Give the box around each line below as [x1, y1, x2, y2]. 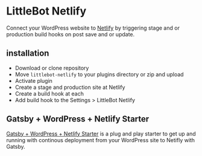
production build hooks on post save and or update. [6, 30, 135, 37]
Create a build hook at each [14, 89, 84, 97]
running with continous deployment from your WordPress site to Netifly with [6, 136, 195, 143]
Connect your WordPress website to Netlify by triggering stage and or [6, 24, 180, 31]
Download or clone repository [14, 64, 89, 71]
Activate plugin [14, 77, 53, 84]
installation [6, 48, 49, 59]
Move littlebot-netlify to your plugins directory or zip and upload [14, 71, 184, 78]
